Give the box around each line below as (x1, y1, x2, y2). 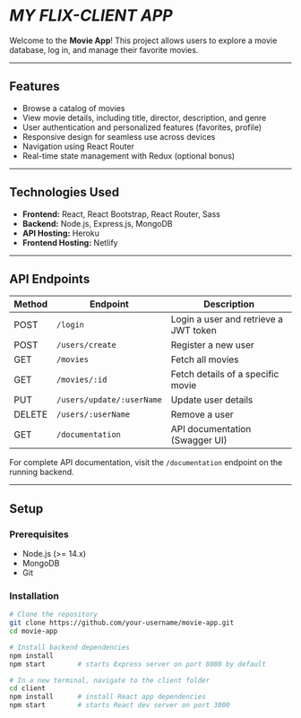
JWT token (170, 324, 217, 337)
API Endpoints (9, 271, 90, 287)
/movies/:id (56, 375, 107, 385)
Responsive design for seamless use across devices (21, 131, 216, 142)
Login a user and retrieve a (170, 313, 284, 325)
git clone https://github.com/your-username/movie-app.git (9, 619, 235, 627)
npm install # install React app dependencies (9, 692, 206, 702)
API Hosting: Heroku (21, 228, 100, 238)
